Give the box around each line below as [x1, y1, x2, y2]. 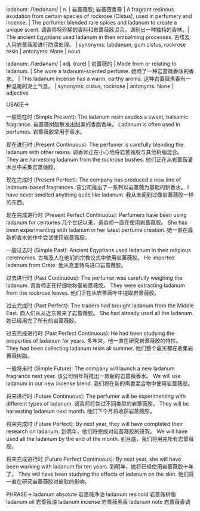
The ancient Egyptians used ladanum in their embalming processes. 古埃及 [6, 34, 190, 41]
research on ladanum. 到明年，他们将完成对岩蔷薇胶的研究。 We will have [6, 428, 188, 435]
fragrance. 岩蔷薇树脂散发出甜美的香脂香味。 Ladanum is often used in [6, 121, 180, 128]
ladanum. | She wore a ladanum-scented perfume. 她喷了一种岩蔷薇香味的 [6, 68, 189, 74]
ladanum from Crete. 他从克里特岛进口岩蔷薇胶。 [6, 262, 127, 268]
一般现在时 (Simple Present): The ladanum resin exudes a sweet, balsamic [6, 113, 189, 120]
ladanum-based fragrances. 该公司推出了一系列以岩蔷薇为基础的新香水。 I [6, 184, 189, 191]
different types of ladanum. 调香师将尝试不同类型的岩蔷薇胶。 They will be [6, 400, 189, 407]
